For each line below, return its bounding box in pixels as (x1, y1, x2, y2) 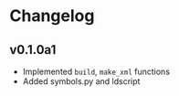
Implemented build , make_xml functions (22, 66, 171, 77)
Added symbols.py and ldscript (22, 76, 141, 87)
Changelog (9, 5, 95, 27)
